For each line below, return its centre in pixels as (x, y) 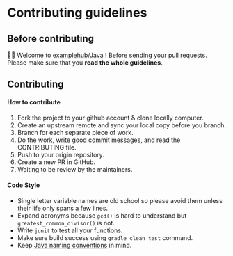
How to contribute (34, 102)
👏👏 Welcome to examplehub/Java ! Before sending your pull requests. (107, 55)
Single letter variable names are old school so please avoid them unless (120, 200)
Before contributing (51, 39)
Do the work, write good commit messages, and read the (99, 140)
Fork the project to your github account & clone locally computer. (110, 118)
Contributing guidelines (77, 13)
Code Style (24, 185)
